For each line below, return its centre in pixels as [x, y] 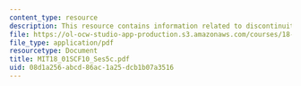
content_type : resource [54, 17]
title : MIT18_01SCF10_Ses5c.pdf [69, 59]
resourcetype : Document [54, 51]
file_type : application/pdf [62, 43]
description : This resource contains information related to [126, 26]
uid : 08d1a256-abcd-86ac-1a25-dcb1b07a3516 [92, 68]
